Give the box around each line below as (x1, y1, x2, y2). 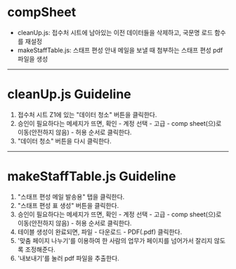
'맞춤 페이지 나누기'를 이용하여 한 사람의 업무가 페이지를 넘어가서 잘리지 (17, 236, 213, 244)
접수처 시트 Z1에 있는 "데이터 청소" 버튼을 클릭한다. (17, 110, 157, 119)
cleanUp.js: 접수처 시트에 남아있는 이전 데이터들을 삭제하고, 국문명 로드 (17, 28, 213, 37)
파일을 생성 (17, 54, 48, 63)
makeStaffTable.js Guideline (7, 169, 176, 185)
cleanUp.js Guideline (7, 86, 131, 103)
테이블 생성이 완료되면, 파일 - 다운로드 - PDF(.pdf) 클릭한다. (17, 228, 183, 236)
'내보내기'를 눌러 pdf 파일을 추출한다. (17, 254, 119, 262)
